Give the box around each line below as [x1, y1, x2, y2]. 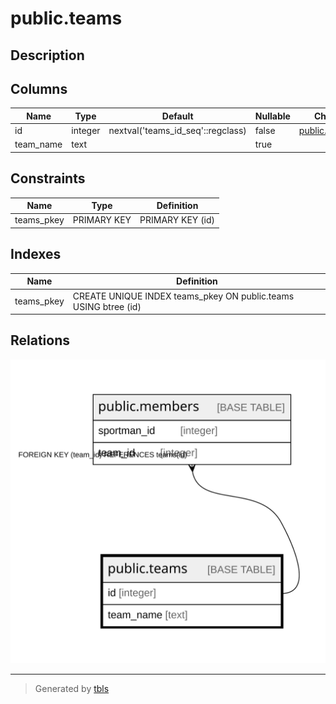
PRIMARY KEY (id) [139, 214, 216, 226]
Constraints [10, 170, 86, 187]
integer [71, 125, 101, 137]
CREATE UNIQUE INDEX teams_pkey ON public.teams [72, 290, 295, 302]
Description [10, 47, 85, 64]
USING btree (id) [72, 300, 142, 312]
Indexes [10, 246, 62, 263]
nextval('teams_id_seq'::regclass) [108, 125, 247, 137]
